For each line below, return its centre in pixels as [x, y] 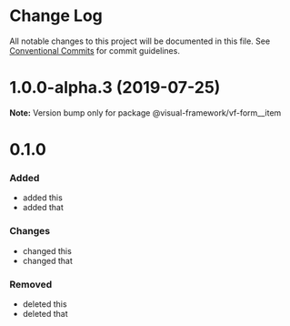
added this [43, 198]
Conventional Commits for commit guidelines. [95, 50]
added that [43, 208]
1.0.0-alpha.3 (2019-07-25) [115, 88]
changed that [47, 260]
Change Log [56, 16]
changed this [47, 250]
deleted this [45, 304]
